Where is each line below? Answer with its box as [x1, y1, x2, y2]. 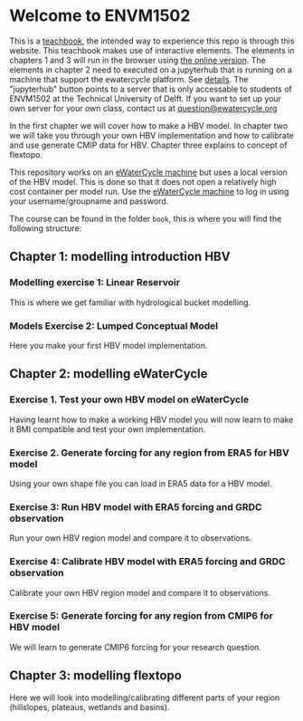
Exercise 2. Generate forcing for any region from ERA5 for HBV [9, 446, 289, 458]
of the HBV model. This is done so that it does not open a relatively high [9, 176, 278, 187]
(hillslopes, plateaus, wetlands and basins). [9, 701, 170, 712]
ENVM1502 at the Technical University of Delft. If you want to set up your [9, 92, 282, 104]
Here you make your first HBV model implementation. [9, 340, 208, 351]
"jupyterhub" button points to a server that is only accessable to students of [9, 83, 292, 94]
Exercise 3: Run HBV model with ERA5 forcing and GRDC [9, 500, 262, 513]
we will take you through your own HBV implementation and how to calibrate [9, 130, 294, 140]
